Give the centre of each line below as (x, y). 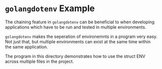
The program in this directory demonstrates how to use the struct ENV (75, 56)
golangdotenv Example (50, 9)
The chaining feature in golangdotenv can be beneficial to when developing (80, 22)
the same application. (27, 47)
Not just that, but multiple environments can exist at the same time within (78, 41)
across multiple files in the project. (40, 61)
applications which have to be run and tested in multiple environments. (76, 27)
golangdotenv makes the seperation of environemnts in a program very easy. (81, 36)
